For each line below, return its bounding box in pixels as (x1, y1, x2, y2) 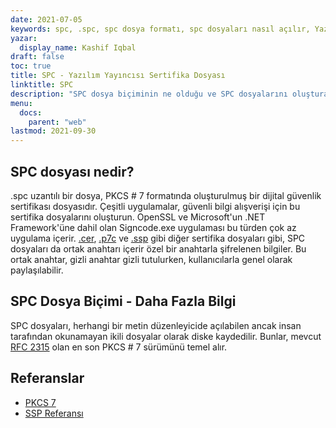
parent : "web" (28, 117, 87, 127)
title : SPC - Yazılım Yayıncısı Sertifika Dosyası (10, 71, 226, 81)
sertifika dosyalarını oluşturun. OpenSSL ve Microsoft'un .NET (10, 211, 266, 223)
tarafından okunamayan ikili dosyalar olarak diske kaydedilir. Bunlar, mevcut (10, 330, 322, 342)
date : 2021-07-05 (10, 14, 83, 25)
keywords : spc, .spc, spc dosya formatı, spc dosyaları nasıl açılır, (10, 24, 311, 34)
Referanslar (10, 370, 85, 387)
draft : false (10, 52, 65, 62)
